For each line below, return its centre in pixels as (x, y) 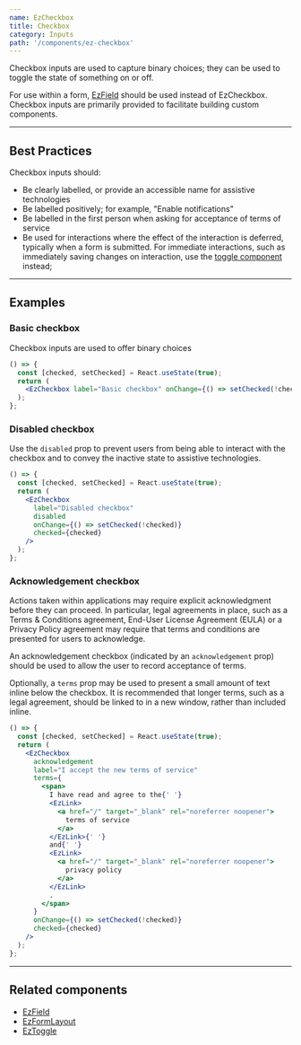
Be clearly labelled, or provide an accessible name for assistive (138, 190)
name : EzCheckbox (42, 18)
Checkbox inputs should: (55, 172)
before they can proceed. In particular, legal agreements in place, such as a (149, 610)
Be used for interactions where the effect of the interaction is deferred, (153, 238)
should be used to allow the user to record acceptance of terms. (128, 666)
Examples (37, 303)
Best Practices (51, 150)
